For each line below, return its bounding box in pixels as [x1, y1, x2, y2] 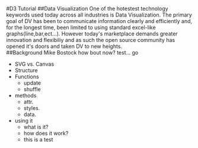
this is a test [23, 136, 53, 143]
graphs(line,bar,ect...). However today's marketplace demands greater [6, 30, 178, 37]
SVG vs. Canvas [14, 60, 55, 67]
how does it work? [23, 130, 69, 137]
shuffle [23, 86, 41, 92]
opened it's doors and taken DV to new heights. [6, 43, 123, 50]
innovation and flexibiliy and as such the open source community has [6, 37, 175, 43]
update [23, 79, 41, 86]
